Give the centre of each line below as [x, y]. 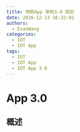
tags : [13, 51]
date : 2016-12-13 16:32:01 [40, 18]
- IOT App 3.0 [29, 68]
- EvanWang [25, 29]
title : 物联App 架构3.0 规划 [40, 12]
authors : [17, 23]
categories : [21, 35]
